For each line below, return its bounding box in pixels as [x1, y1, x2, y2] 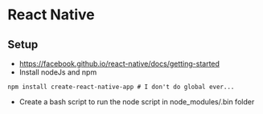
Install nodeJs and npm [18, 67, 97, 77]
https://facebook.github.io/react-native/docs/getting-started [18, 59, 220, 68]
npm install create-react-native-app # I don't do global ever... [7, 83, 235, 91]
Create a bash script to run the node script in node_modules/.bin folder [18, 97, 255, 106]
